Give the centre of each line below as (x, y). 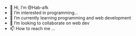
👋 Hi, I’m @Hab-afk (29, 8)
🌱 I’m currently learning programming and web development (70, 18)
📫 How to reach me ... (32, 28)
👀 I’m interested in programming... (44, 13)
